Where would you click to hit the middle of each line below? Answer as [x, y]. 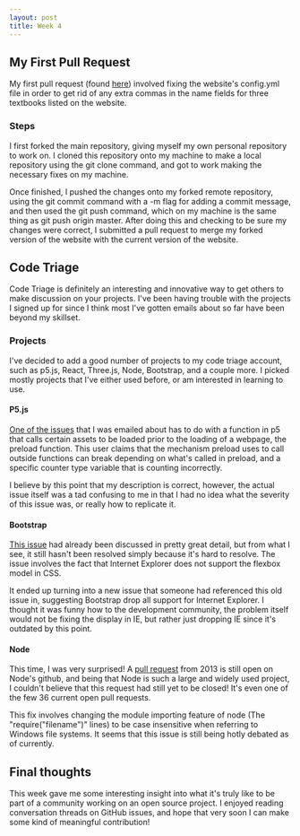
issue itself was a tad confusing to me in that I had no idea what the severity [150, 494]
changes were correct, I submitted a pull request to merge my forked [136, 230]
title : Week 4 [36, 26]
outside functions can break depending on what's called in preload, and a [145, 457]
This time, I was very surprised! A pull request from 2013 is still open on [141, 669]
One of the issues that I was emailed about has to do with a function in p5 [145, 429]
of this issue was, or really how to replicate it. [93, 504]
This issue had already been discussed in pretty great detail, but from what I [150, 544]
